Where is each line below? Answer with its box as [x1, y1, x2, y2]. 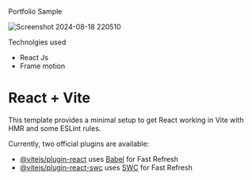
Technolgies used [8, 37, 67, 47]
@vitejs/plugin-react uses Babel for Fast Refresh [19, 154, 179, 163]
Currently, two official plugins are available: [8, 139, 150, 148]
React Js [19, 53, 49, 62]
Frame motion [19, 61, 66, 71]
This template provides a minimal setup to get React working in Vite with [8, 115, 244, 124]
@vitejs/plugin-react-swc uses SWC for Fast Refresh [19, 163, 193, 172]
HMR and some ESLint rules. [8, 123, 101, 133]
